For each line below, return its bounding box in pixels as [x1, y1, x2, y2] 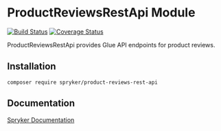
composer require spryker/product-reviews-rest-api [7, 79, 158, 86]
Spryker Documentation [7, 115, 75, 124]
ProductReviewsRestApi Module [7, 5, 196, 21]
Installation [7, 60, 56, 73]
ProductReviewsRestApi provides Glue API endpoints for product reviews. [7, 40, 216, 49]
